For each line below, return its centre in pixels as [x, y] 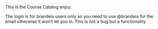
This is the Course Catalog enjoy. [38, 7]
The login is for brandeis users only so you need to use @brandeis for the [79, 16]
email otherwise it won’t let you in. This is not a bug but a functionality [75, 22]
